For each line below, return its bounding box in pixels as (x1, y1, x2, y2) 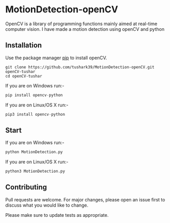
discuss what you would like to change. (5, 202, 89, 208)
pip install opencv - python (5, 92, 63, 98)
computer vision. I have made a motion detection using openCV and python (5, 26, 165, 32)
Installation (5, 41, 42, 50)
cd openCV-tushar (5, 73, 42, 79)
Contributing (5, 183, 47, 192)
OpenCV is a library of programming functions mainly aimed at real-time (5, 21, 158, 27)
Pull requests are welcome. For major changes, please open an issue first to (5, 196, 165, 202)
